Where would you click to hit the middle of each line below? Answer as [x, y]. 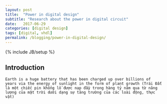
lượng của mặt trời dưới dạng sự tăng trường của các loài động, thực [80, 92]
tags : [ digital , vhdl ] [29, 33]
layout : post [19, 10]
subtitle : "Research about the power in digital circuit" [67, 19]
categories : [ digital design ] [37, 28]
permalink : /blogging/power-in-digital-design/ [56, 38]
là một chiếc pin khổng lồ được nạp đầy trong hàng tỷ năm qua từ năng [81, 88]
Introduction [25, 68]
